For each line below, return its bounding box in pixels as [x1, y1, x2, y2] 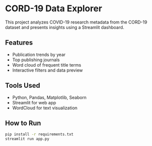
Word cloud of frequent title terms [12, 62, 81, 68]
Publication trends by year [12, 51, 66, 57]
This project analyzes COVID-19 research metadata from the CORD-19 [5, 19, 148, 25]
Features [5, 39, 33, 47]
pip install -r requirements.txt [5, 132, 74, 137]
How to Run [5, 119, 41, 127]
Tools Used [5, 81, 40, 90]
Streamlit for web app [12, 99, 57, 105]
